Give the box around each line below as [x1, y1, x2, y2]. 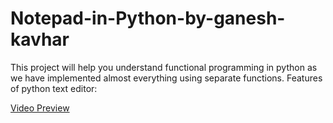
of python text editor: [10, 82, 98, 94]
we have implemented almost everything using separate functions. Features [10, 72, 323, 84]
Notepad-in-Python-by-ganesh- [10, 7, 286, 30]
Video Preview [10, 102, 70, 114]
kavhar [10, 28, 70, 51]
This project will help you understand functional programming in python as [10, 61, 318, 73]
